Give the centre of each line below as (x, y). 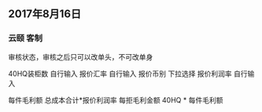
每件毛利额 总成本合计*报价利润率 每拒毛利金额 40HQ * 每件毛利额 (116, 99)
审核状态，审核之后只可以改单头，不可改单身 (81, 56)
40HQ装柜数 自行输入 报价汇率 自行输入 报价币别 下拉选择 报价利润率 (120, 74)
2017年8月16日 (45, 14)
